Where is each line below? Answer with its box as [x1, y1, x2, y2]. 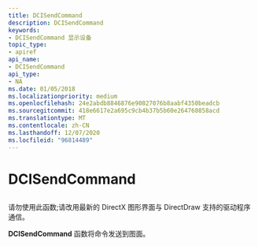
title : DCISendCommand [8, 11, 83, 20]
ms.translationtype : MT [8, 114, 87, 122]
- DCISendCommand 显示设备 [8, 33, 92, 42]
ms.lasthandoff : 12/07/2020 [8, 129, 101, 136]
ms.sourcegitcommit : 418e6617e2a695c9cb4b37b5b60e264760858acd [8, 107, 220, 115]
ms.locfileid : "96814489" [8, 136, 93, 144]
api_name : [8, 56, 41, 64]
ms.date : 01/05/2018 [8, 84, 76, 93]
